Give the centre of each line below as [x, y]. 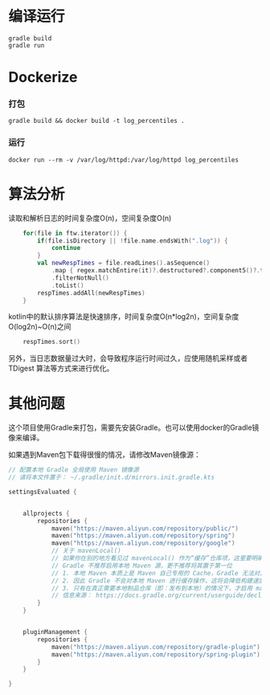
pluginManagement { [55, 632]
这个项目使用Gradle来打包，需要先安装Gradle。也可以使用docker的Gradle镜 [134, 427]
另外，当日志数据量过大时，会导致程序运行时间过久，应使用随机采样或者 [128, 358]
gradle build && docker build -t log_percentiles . [96, 121]
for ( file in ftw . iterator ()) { [75, 233]
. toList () [67, 285]
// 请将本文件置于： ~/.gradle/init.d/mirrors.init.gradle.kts [112, 478]
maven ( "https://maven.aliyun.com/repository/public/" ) [145, 528]
